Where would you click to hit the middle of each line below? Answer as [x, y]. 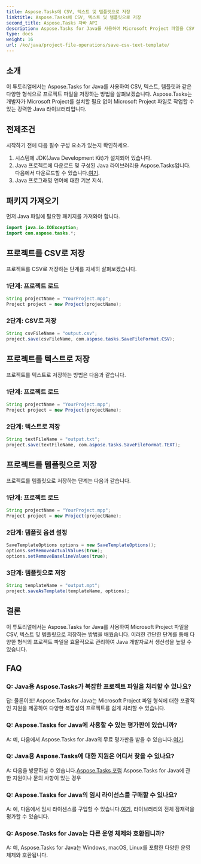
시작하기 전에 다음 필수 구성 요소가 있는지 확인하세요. [68, 145]
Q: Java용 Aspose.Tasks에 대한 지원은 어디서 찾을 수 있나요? [90, 756]
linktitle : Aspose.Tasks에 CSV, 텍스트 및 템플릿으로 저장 [74, 17]
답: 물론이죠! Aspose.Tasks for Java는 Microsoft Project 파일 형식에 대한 [93, 701]
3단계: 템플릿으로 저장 [36, 573]
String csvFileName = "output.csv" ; [52, 334]
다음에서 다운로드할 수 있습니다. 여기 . [57, 173]
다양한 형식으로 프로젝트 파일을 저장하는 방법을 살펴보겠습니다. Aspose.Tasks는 [99, 94]
